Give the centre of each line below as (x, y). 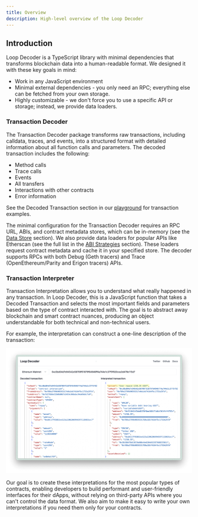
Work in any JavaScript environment (59, 81)
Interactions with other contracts (54, 190)
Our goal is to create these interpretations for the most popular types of (93, 483)
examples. (19, 214)
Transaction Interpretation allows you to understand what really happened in (99, 291)
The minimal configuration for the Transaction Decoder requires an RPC (93, 225)
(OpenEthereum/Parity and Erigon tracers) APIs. (64, 263)
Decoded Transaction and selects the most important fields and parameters (98, 303)
